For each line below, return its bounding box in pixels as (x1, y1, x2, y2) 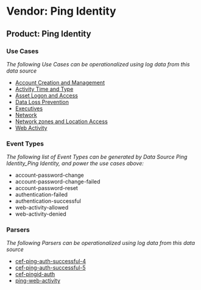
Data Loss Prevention (15, 98, 69, 105)
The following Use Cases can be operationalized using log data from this (6, 60, 190, 68)
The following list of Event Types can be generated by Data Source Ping (6, 154, 188, 161)
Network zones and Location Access (15, 118, 108, 125)
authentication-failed (15, 191, 68, 199)
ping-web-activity (15, 277, 61, 285)
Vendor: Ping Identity (6, 4, 117, 18)
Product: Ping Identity (6, 29, 91, 39)
